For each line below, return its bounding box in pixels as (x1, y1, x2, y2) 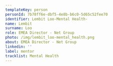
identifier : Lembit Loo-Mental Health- (5, 16, 88, 21)
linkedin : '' (5, 44, 32, 49)
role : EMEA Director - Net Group (5, 30, 75, 35)
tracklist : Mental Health (5, 53, 59, 59)
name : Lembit (5, 21, 32, 26)
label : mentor (5, 49, 35, 54)
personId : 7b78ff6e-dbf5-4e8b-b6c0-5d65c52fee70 (5, 12, 108, 17)
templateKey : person (5, 7, 48, 12)
